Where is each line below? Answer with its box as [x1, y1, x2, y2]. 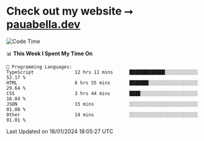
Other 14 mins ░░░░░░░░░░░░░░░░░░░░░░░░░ [6, 111, 199, 118]
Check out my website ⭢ [6, 4, 133, 18]
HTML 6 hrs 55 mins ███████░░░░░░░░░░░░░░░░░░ [6, 80, 199, 86]
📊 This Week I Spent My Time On [6, 50, 93, 57]
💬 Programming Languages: [6, 64, 72, 70]
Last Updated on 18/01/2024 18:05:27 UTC [6, 128, 114, 135]
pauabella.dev [6, 18, 81, 32]
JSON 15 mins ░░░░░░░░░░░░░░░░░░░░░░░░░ [6, 101, 199, 107]
